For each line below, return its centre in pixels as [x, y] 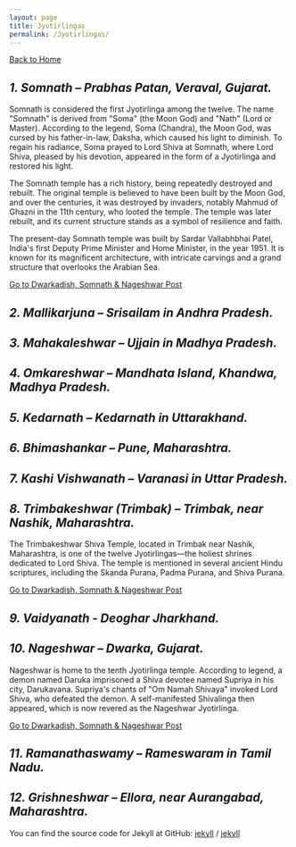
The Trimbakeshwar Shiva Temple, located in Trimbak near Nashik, [132, 544]
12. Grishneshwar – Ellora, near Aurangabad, [137, 797]
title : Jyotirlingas [48, 26]
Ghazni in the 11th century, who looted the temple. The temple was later [140, 212]
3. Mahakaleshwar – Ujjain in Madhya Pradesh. [144, 343]
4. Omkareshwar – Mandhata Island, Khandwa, [144, 373]
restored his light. [41, 166]
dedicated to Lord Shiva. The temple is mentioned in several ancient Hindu [146, 563]
